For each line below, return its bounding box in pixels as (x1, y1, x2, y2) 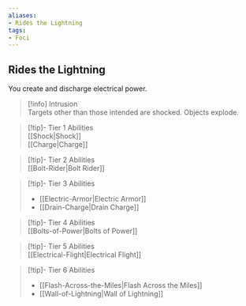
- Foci (8, 33, 30, 42)
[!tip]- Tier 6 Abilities (27, 266, 95, 275)
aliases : (8, 11, 37, 20)
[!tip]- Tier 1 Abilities (27, 123, 94, 133)
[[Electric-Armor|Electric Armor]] (39, 195, 147, 204)
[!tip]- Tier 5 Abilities (27, 242, 95, 251)
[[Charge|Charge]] (27, 140, 88, 149)
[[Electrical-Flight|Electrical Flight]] (27, 250, 142, 259)
